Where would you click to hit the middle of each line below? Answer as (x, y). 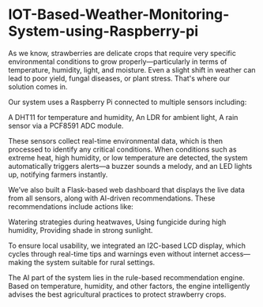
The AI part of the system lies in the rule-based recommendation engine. (126, 277)
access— (235, 253)
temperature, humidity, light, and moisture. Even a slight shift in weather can (132, 69)
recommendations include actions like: (71, 206)
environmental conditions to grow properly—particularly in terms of (118, 62)
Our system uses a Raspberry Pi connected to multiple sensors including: (128, 102)
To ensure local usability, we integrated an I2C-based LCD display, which (127, 245)
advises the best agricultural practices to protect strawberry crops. (117, 294)
